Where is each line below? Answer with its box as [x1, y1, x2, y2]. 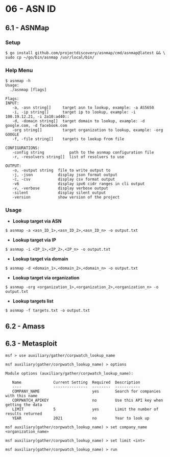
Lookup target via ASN [12, 218, 62, 224]
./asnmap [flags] [10, 88, 47, 93]
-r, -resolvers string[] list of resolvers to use [12, 155, 125, 160]
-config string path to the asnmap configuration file [12, 150, 154, 155]
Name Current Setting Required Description [12, 380, 140, 385]
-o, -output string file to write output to [12, 168, 111, 173]
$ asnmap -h [5, 78, 31, 83]
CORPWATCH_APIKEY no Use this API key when [12, 398, 163, 403]
